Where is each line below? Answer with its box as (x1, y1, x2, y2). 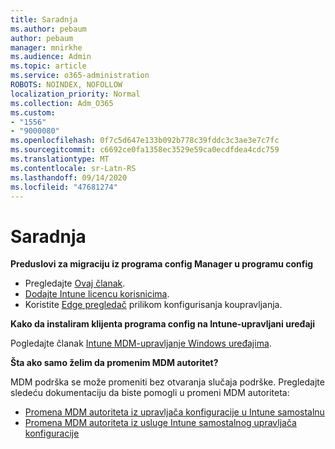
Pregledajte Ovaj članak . (24, 277, 126, 290)
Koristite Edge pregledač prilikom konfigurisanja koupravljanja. (24, 299, 283, 311)
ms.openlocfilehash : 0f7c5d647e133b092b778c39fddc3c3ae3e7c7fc (10, 136, 280, 146)
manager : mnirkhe (10, 42, 83, 53)
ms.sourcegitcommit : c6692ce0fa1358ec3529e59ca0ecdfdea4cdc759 (10, 145, 280, 155)
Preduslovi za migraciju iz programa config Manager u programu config (10, 258, 314, 270)
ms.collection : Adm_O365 (10, 98, 114, 108)
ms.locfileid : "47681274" (10, 182, 118, 192)
